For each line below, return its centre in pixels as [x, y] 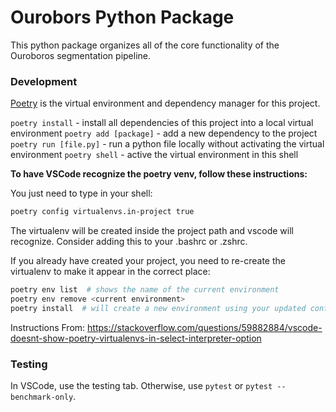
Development [44, 81]
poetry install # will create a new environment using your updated [158, 308]
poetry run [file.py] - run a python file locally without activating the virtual [167, 144]
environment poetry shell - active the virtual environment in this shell [154, 155]
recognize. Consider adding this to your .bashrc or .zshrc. [129, 242]
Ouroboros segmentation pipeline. [81, 55]
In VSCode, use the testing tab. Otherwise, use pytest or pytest [141, 386]
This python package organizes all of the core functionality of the [145, 45]
